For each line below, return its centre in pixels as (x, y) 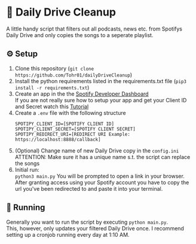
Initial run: (27, 169)
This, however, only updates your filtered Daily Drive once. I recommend (95, 228)
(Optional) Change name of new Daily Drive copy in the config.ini (97, 150)
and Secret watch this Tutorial (52, 106)
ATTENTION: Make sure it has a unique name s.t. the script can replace (102, 157)
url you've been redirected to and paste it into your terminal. (89, 188)
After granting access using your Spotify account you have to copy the (102, 182)
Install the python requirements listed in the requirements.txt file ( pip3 (101, 81)
